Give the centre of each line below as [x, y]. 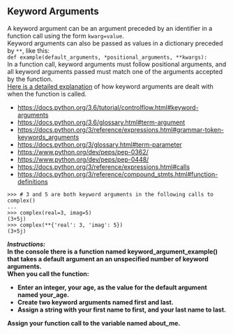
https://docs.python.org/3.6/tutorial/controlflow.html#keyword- [108, 107]
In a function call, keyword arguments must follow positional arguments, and [117, 64]
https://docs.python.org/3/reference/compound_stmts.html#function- [118, 174]
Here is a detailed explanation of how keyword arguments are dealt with [111, 86]
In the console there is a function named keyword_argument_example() [113, 252]
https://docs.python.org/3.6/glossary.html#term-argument [101, 122]
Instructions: [27, 244]
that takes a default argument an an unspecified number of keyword [108, 259]
